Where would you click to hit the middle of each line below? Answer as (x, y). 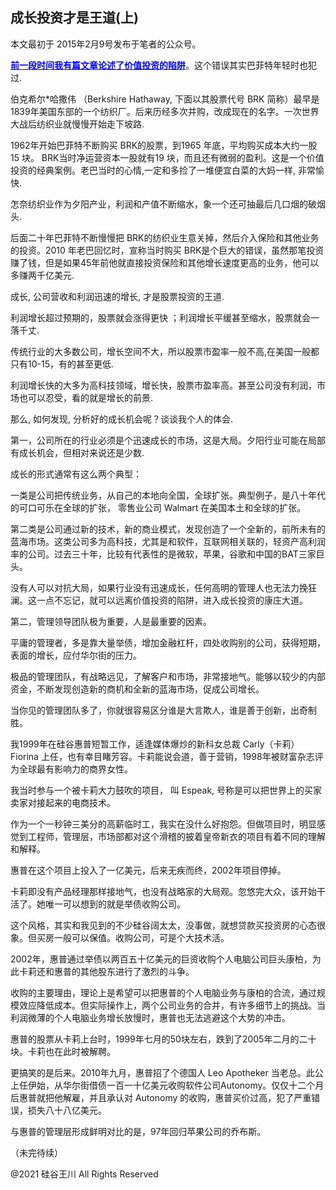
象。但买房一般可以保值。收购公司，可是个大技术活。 (120, 937)
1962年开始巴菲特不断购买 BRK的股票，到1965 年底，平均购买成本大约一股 (164, 145)
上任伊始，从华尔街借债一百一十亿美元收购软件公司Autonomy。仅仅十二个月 (167, 1085)
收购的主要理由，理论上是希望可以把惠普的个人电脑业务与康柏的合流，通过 (163, 992)
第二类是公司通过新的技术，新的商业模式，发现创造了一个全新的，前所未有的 (168, 529)
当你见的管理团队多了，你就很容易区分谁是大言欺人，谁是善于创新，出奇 (159, 710)
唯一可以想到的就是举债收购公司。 (115, 904)
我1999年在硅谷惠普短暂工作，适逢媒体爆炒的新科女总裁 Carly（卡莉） (155, 744)
